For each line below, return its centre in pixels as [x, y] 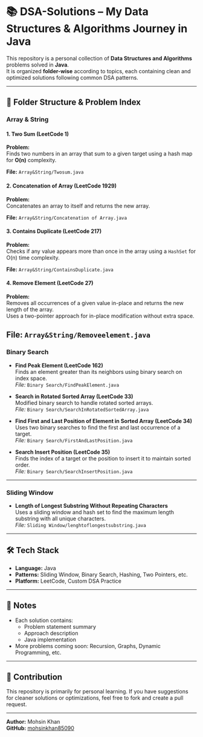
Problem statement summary [60, 626]
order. [22, 465]
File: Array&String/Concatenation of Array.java [67, 217]
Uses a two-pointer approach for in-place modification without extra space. [100, 316]
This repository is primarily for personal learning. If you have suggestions [97, 692]
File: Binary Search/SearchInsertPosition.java [74, 471]
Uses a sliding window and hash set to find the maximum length [94, 513]
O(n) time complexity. [33, 257]
